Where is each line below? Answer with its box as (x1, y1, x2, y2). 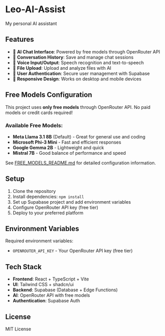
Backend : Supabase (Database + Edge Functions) (12, 287, 118, 293)
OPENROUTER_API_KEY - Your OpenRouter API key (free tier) (12, 248, 133, 254)
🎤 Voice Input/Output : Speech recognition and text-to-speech (12, 60, 144, 66)
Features (5, 35, 34, 44)
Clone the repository (12, 188, 56, 194)
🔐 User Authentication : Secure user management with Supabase (12, 70, 150, 76)
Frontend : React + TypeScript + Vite (12, 276, 89, 282)
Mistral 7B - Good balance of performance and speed (12, 150, 126, 156)
